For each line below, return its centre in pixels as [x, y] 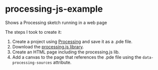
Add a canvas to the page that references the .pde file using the [77, 57]
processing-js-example [54, 9]
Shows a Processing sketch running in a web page [56, 23]
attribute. [62, 62]
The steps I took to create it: [34, 32]
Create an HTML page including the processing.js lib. [66, 52]
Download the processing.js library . [48, 47]
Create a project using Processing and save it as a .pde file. [72, 41]
